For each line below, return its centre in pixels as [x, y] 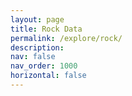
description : [37, 47]
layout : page [37, 19]
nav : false [33, 57]
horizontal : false [48, 76]
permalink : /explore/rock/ [66, 38]
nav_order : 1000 [44, 66]
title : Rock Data [46, 29]
